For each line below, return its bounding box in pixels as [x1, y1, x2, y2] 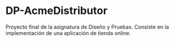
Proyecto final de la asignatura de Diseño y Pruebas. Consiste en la [5, 23, 169, 30]
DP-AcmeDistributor [5, 4, 108, 17]
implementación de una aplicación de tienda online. [5, 29, 131, 36]
